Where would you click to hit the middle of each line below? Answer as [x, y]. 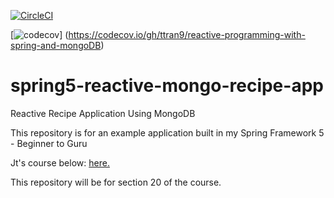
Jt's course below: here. [60, 162]
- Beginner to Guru [49, 143]
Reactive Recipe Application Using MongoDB [103, 113]
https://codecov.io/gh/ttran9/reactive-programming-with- [187, 34]
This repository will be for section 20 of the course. [116, 182]
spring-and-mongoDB [56, 45]
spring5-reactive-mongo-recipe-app [167, 86]
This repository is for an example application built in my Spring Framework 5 [167, 132]
